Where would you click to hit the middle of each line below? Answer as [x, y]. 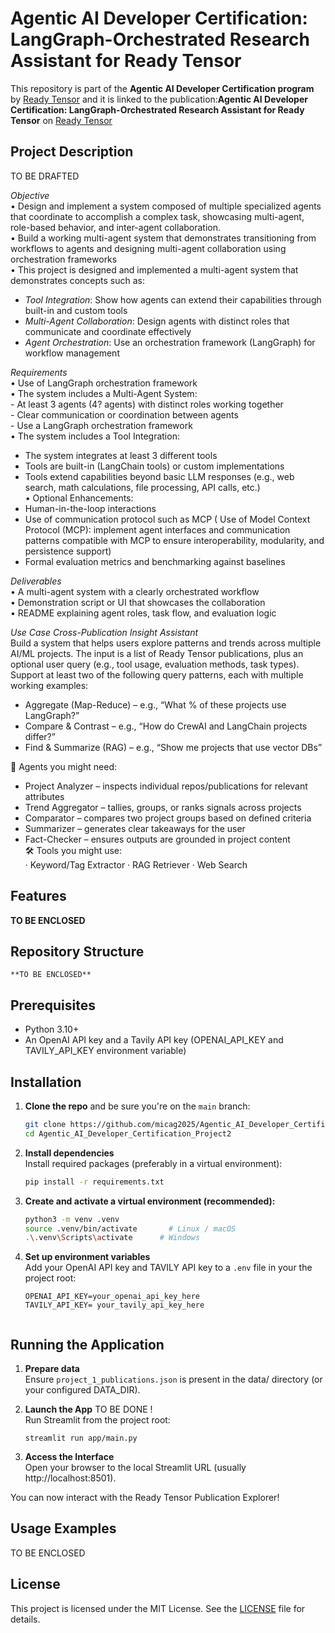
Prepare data [52, 1369]
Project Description [72, 152]
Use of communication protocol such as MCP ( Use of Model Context [167, 519]
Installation [46, 1082]
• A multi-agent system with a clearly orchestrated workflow [135, 591]
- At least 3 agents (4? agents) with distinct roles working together [147, 404]
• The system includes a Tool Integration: [95, 436]
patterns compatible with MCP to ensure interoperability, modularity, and [174, 540]
